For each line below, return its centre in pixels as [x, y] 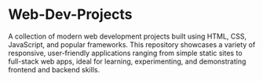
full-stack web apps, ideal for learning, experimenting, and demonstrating [127, 61]
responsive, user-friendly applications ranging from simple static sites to [125, 53]
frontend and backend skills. [54, 69]
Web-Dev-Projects [70, 15]
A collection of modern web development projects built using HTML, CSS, [128, 36]
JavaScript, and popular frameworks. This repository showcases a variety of [132, 44]
